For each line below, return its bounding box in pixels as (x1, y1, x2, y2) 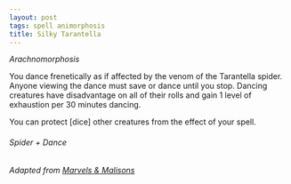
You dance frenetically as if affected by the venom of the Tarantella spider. (9, 71, 283, 82)
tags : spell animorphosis (9, 21, 105, 30)
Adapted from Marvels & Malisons (9, 164, 135, 175)
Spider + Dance (9, 137, 68, 148)
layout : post (9, 12, 58, 22)
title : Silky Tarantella (9, 29, 101, 38)
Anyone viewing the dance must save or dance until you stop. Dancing (9, 81, 268, 92)
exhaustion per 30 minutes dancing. (9, 100, 141, 110)
